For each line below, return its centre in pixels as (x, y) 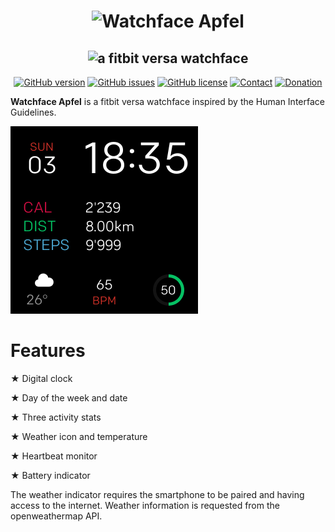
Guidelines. (33, 112)
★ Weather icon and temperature (79, 436)
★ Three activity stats (56, 417)
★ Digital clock (41, 378)
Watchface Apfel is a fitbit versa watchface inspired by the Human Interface (167, 101)
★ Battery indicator (50, 475)
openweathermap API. (56, 516)
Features (48, 351)
